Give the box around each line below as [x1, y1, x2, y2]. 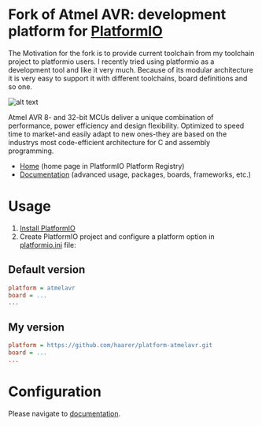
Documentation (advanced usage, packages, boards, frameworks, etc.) [19, 170, 252, 179]
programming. [8, 146, 54, 155]
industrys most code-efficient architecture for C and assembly [8, 137, 211, 147]
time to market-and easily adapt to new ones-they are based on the [8, 129, 227, 139]
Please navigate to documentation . [8, 409, 121, 418]
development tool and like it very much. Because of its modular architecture [8, 65, 253, 74]
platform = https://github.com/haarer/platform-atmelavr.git [8, 342, 213, 349]
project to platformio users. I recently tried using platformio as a [8, 57, 215, 66]
